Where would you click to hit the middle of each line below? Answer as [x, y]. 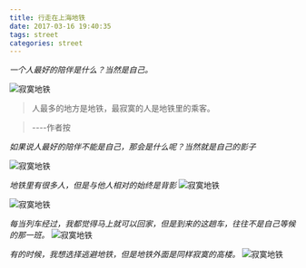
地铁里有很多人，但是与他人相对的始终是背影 [93, 186]
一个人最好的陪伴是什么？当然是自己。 [81, 70]
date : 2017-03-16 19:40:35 [60, 26]
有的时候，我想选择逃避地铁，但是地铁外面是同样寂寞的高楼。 [125, 254]
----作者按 [51, 128]
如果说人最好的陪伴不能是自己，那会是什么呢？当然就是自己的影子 [133, 147]
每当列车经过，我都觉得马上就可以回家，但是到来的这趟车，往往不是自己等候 [153, 224]
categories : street [46, 43]
